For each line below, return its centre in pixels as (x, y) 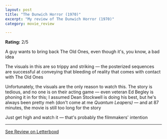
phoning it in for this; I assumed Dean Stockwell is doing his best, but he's (81, 97)
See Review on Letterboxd (32, 132)
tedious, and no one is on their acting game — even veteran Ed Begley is (80, 92)
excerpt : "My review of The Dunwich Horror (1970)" (60, 19)
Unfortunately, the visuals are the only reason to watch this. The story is (79, 87)
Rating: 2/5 (17, 42)
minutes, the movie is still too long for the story (53, 108)
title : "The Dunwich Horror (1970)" (43, 14)
